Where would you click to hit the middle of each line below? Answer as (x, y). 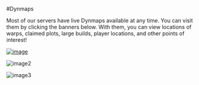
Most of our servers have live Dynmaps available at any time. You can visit (100, 20)
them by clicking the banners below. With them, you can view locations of (99, 27)
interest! (17, 40)
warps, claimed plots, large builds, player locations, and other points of (96, 33)
